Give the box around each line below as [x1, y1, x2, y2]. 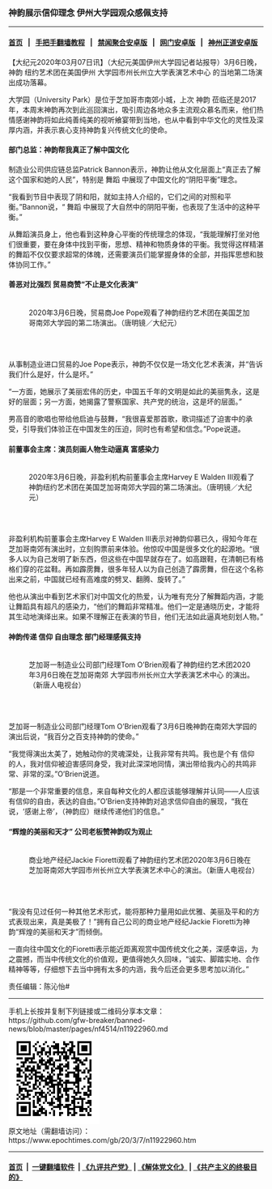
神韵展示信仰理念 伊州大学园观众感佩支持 [8, 6, 168, 18]
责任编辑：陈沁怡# [8, 981, 70, 991]
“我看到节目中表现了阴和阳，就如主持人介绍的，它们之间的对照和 [8, 192, 225, 202]
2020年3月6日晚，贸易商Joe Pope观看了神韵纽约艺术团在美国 [28, 308, 236, 317]
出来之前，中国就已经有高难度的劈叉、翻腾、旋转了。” [8, 575, 186, 584]
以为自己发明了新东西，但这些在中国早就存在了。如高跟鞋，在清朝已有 [22, 554, 257, 564]
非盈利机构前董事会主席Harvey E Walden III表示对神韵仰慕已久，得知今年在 [8, 534, 257, 544]
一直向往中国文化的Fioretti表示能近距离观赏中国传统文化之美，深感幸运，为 [8, 944, 259, 953]
